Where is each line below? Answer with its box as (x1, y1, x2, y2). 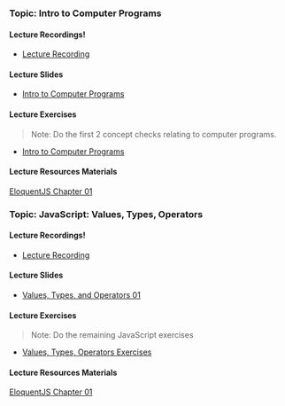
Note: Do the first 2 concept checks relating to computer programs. (30, 129, 277, 139)
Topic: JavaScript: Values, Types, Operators (9, 207, 204, 220)
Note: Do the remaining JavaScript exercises (30, 330, 194, 340)
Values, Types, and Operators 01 (21, 290, 142, 301)
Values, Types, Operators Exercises (21, 347, 152, 357)
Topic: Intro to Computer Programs (9, 7, 162, 20)
